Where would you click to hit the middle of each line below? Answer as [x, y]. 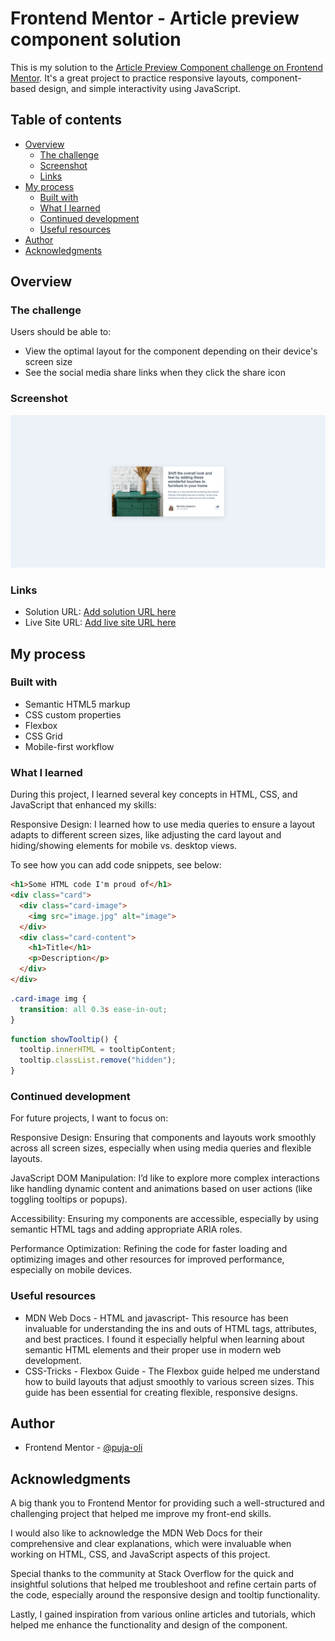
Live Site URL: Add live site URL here [100, 623]
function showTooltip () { [64, 1039]
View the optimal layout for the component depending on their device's [171, 351]
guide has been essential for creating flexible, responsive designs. [161, 1392]
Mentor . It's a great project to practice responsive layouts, [129, 78]
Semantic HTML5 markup [77, 704]
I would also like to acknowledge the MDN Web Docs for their [136, 1533]
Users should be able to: [61, 332]
